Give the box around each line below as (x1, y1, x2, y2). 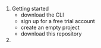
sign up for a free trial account (20, 18, 95, 24)
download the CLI (20, 11, 64, 18)
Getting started (11, 5, 49, 12)
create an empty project (20, 24, 80, 31)
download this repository (20, 30, 82, 37)
